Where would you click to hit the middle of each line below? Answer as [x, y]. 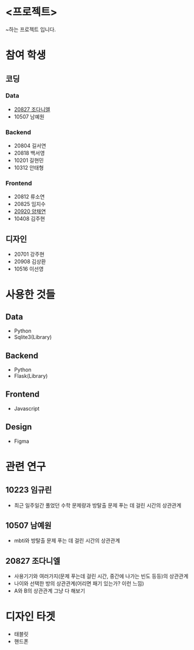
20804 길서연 [30, 146]
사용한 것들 [30, 295]
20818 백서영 [29, 153]
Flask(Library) [31, 376]
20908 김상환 [30, 262]
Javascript [27, 408]
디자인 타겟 [30, 617]
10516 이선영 [29, 269]
